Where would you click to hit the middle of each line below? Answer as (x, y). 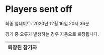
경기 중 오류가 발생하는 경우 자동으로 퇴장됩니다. (52, 34)
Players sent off (39, 9)
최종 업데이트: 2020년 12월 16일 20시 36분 (47, 23)
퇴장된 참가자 (22, 47)
